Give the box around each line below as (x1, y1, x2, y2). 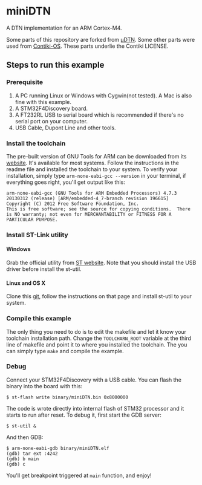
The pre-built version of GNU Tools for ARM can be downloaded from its (6, 152, 187, 160)
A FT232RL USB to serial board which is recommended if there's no (15, 111, 184, 119)
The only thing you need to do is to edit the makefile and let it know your (6, 328, 186, 335)
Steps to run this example (6, 60, 105, 70)
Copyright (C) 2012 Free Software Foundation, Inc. (6, 201, 139, 207)
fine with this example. (15, 98, 71, 105)
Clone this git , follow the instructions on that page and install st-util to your (6, 293, 192, 300)
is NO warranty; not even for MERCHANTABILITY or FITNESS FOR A (6, 211, 172, 217)
